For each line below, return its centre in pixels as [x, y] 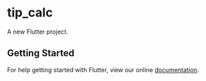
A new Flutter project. [38, 32]
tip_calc [30, 13]
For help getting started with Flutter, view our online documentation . [103, 69]
